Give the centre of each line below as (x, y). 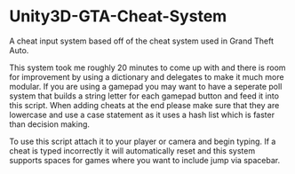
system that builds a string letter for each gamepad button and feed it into (144, 96)
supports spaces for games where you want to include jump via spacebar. (145, 160)
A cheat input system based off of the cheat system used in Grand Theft (141, 41)
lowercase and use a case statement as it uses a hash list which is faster (142, 115)
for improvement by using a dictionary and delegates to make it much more (147, 76)
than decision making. (50, 124)
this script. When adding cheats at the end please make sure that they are (144, 105)
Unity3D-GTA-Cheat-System (118, 16)
